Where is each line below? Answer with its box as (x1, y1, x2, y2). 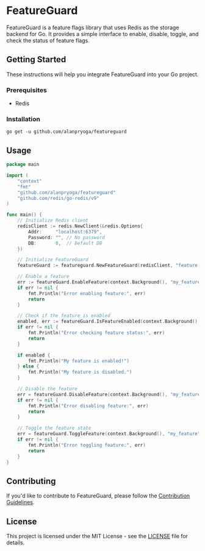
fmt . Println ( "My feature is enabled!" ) (28, 358, 130, 364)
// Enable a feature (17, 274, 70, 280)
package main (6, 162, 40, 168)
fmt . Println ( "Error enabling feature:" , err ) (28, 290, 146, 296)
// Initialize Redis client (17, 218, 88, 224)
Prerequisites (6, 86, 47, 94)
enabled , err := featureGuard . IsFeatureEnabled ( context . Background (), (17, 318, 201, 325)
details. (6, 539, 25, 546)
